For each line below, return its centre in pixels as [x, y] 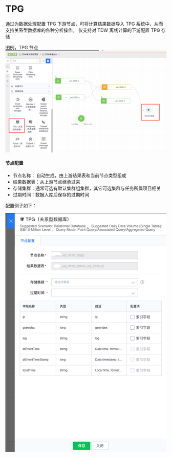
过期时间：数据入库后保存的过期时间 [51, 195]
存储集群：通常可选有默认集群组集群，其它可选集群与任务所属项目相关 [87, 188]
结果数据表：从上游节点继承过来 [46, 182]
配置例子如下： [21, 206]
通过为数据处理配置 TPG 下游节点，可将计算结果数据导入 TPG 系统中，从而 [84, 24]
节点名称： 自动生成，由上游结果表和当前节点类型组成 [69, 175]
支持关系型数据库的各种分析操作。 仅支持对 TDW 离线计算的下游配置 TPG [83, 30]
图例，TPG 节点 [22, 47]
